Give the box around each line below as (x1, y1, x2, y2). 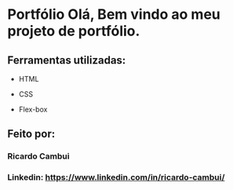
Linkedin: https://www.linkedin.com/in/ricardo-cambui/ (7, 172, 225, 183)
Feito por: (7, 127, 56, 141)
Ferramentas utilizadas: (7, 53, 126, 67)
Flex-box (18, 104, 48, 114)
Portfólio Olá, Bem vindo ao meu (7, 5, 220, 24)
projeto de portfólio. (7, 22, 140, 40)
